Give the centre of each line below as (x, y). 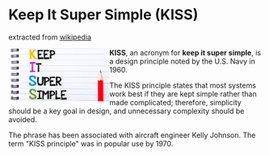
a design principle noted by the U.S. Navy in (183, 61)
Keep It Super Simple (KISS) (103, 15)
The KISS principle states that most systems (183, 85)
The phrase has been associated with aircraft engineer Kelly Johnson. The (132, 135)
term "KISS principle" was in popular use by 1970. (91, 143)
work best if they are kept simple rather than (183, 93)
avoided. (23, 119)
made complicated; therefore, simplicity (176, 102)
